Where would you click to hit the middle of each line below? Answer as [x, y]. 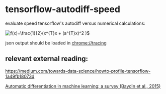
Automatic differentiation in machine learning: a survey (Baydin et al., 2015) [83, 86]
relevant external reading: [47, 59]
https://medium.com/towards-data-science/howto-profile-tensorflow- [78, 71]
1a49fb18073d [20, 76]
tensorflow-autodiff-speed [63, 9]
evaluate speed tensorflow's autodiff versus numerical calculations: [75, 23]
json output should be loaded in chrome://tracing [56, 43]
